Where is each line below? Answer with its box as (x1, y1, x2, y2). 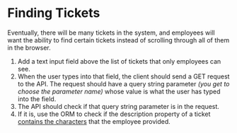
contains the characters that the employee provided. (17, 117, 171, 125)
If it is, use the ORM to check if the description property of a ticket (17, 110, 211, 118)
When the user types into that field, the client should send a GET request (17, 72, 230, 81)
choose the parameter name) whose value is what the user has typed (17, 87, 221, 96)
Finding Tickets (7, 5, 100, 21)
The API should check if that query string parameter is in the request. (17, 102, 219, 110)
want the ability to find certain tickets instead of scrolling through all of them (7, 35, 230, 44)
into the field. (17, 94, 57, 103)
